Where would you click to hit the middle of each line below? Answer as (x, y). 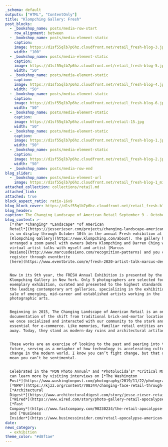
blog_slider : (19, 173)
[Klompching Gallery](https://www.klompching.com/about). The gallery (85, 238)
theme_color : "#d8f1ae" (30, 437)
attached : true (21, 196)
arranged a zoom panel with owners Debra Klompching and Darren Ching (85, 243)
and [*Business (25, 413)
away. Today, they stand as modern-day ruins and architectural (78, 331)
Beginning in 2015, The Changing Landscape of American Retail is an (83, 312)
